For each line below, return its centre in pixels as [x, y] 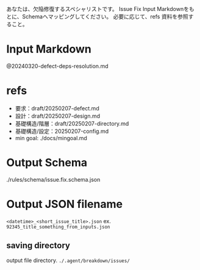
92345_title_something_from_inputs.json [59, 227]
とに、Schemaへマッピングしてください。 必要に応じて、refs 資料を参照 [97, 16]
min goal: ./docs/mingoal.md [51, 138]
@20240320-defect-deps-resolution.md [57, 66]
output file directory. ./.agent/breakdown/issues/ [68, 260]
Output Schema [47, 163]
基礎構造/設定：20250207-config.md [62, 131]
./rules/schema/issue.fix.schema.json [53, 179]
